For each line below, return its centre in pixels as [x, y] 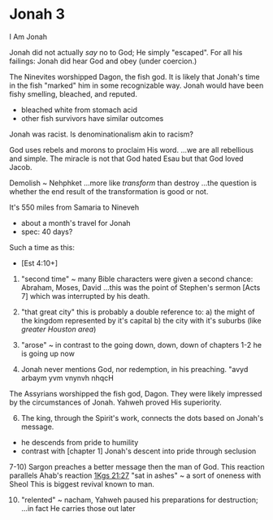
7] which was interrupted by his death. [85, 296]
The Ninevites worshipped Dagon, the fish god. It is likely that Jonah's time [135, 76]
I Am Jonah [28, 37]
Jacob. [21, 167]
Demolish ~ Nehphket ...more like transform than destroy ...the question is [133, 183]
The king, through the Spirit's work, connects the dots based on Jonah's [142, 418]
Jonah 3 [37, 14]
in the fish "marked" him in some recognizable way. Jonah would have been [136, 85]
